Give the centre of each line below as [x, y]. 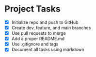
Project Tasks [33, 9]
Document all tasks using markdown [48, 50]
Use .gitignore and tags [35, 44]
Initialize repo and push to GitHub [45, 22]
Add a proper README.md [38, 39]
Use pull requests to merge [39, 33]
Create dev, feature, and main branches [51, 28]
